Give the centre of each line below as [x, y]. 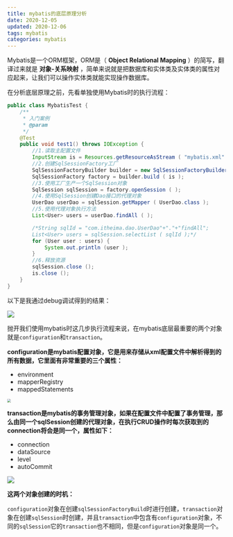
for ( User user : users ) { [71, 241]
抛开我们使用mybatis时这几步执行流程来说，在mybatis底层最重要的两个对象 [115, 328]
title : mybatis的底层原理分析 [47, 14]
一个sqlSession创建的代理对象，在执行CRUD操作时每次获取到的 [117, 422]
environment [35, 374]
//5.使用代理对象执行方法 [64, 209]
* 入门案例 [36, 118]
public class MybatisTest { [48, 106]
